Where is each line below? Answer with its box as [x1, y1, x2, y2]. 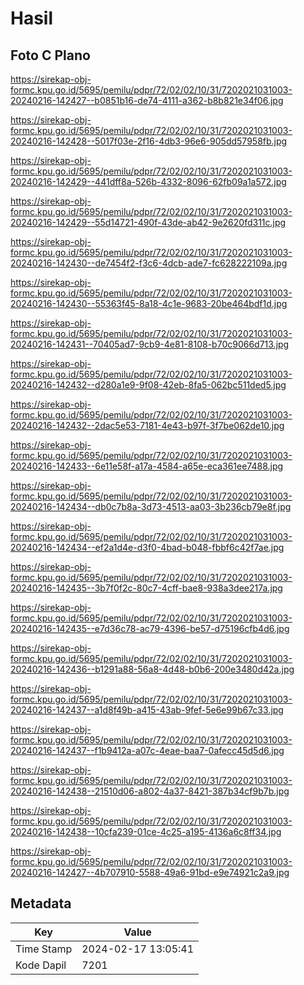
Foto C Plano [10, 47, 91, 64]
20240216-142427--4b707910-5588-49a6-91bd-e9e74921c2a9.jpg [10, 867, 290, 878]
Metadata [10, 895, 72, 912]
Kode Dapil [15, 958, 67, 972]
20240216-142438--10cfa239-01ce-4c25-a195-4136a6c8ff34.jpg [10, 826, 282, 837]
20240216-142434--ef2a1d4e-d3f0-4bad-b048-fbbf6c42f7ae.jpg [10, 542, 285, 553]
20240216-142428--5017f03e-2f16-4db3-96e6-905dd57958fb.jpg [10, 135, 288, 147]
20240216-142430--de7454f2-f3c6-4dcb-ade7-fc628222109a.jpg [10, 257, 288, 269]
